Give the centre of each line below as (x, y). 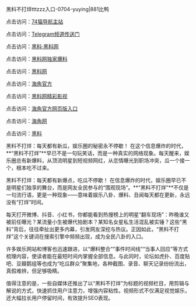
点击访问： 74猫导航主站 (35, 22)
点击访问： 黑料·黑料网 (33, 46)
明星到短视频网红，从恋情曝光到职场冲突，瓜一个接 (123, 161)
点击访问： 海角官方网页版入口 (42, 108)
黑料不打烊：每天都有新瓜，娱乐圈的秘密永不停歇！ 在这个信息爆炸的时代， (96, 146)
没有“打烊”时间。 (26, 202)
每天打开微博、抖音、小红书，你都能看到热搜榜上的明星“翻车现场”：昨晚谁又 (98, 215)
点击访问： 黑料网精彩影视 (37, 96)
